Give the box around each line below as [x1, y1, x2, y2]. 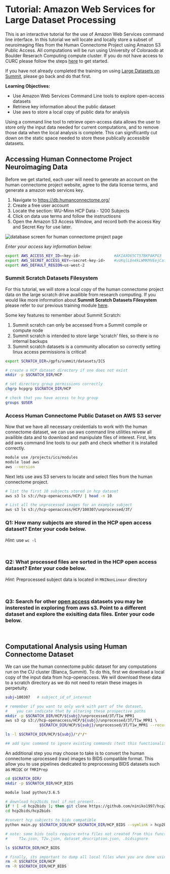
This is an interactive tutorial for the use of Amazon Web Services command [5, 31, 164, 37]
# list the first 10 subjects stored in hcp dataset [5, 489, 119, 494]
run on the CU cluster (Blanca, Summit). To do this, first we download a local [5, 668, 164, 674]
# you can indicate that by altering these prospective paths [5, 708, 146, 713]
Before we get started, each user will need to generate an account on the [5, 176, 158, 182]
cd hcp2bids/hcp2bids [5, 809, 51, 814]
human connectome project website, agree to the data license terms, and [5, 181, 158, 188]
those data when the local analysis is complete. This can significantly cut [5, 129, 158, 135]
